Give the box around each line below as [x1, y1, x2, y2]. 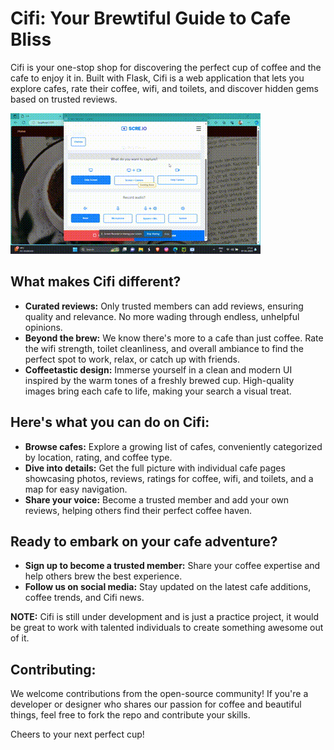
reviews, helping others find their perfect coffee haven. [24, 504, 253, 516]
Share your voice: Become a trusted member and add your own [24, 493, 290, 506]
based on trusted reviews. [10, 93, 118, 105]
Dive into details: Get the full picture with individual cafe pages [24, 462, 286, 474]
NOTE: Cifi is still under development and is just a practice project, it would [10, 611, 320, 623]
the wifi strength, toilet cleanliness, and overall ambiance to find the [24, 342, 304, 354]
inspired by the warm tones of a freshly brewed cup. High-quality [24, 374, 295, 386]
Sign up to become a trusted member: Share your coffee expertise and [24, 560, 321, 572]
